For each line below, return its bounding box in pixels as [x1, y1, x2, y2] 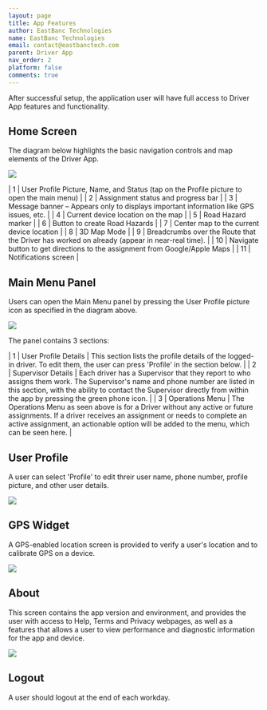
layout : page [8, 11, 52, 20]
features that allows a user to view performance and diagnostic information [8, 625, 255, 634]
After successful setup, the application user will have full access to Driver [8, 93, 249, 102]
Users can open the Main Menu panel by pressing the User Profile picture [8, 297, 250, 307]
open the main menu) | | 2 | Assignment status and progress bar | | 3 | [8, 193, 238, 203]
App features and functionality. [8, 101, 110, 111]
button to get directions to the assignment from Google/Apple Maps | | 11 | [8, 244, 251, 254]
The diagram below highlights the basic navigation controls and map [8, 145, 233, 156]
